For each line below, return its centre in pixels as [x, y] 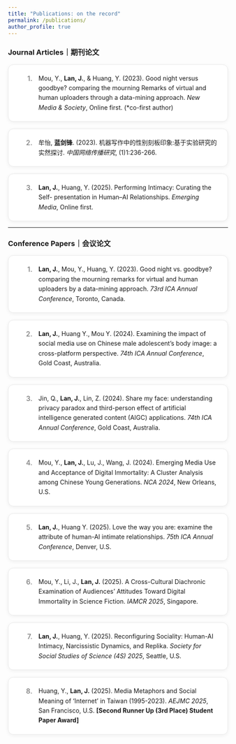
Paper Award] [59, 720]
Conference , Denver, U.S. [75, 546]
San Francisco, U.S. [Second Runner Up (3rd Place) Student [126, 710]
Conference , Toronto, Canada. [82, 298]
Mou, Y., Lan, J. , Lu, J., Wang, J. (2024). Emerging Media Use [127, 462]
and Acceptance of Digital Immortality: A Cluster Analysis [120, 472]
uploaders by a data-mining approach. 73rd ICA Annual [118, 289]
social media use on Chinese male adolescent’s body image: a [127, 344]
